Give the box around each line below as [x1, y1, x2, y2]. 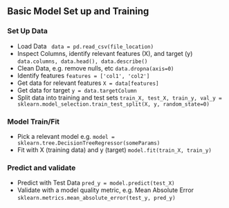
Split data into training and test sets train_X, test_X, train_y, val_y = [17, 93, 223, 102]
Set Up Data [7, 26, 48, 36]
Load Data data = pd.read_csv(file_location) [17, 41, 154, 50]
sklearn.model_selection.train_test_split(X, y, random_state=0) [17, 100, 210, 108]
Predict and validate [7, 162, 76, 172]
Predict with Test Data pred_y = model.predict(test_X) [17, 179, 175, 187]
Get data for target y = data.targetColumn [17, 86, 137, 94]
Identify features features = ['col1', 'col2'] [17, 71, 150, 79]
